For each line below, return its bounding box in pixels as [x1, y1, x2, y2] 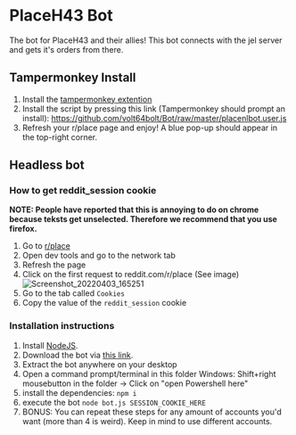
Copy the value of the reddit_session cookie [21, 298, 187, 308]
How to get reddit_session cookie [9, 185, 157, 197]
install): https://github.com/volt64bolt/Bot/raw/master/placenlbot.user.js [21, 112, 287, 123]
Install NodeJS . [21, 340, 78, 350]
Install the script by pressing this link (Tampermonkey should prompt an [21, 103, 285, 114]
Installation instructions [9, 320, 115, 332]
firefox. [9, 224, 37, 234]
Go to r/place [21, 241, 71, 251]
